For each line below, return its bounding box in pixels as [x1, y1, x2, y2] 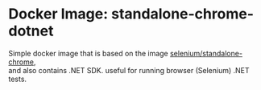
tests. [8, 74, 27, 84]
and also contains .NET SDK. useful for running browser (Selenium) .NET [8, 65, 250, 75]
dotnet [8, 22, 54, 40]
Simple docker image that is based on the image [8, 48, 169, 58]
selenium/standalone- [169, 48, 243, 58]
